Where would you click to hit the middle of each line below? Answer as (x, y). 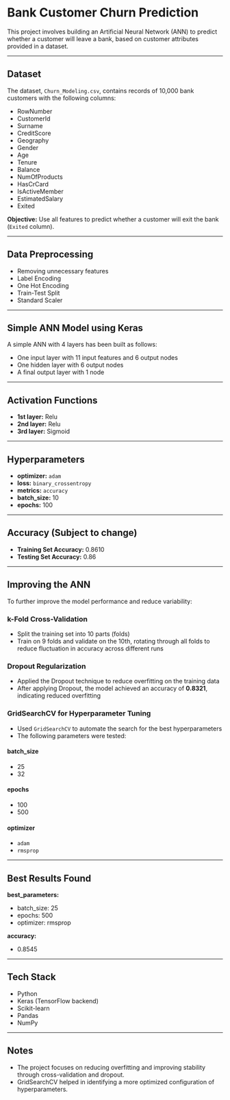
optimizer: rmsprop (44, 922)
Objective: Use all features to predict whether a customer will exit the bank (113, 219)
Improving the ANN (49, 585)
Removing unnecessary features (63, 271)
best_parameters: (33, 894)
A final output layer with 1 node (61, 372)
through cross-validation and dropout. (71, 1075)
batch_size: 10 (38, 498)
